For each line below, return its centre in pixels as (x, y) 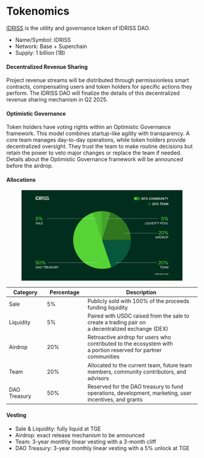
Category (25, 292)
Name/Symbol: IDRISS (43, 40)
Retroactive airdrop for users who (129, 337)
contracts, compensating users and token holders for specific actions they (99, 87)
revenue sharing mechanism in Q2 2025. (57, 100)
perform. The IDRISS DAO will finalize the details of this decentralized (93, 93)
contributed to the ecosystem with (130, 344)
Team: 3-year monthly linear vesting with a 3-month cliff (86, 442)
